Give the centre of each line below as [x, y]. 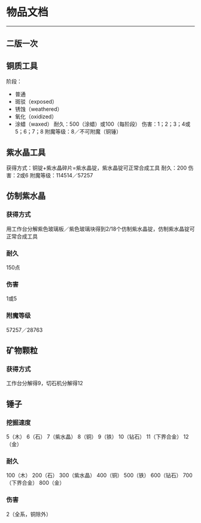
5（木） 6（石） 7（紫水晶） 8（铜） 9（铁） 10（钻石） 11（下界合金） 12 [98, 436]
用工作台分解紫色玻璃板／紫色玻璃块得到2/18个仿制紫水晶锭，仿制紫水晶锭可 [100, 229]
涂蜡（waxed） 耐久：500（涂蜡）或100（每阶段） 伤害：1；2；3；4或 [103, 124]
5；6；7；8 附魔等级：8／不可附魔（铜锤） [68, 132]
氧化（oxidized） [36, 117]
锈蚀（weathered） [39, 109]
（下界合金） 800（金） [36, 483]
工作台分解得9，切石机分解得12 [45, 383]
